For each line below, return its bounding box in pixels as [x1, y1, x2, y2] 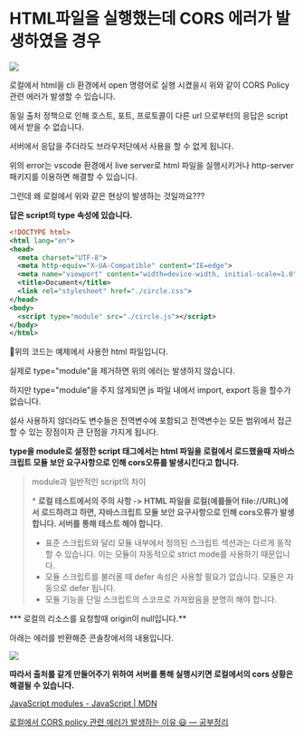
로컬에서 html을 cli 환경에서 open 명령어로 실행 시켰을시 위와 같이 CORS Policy [9, 79, 290, 91]
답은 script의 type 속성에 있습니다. [9, 209, 133, 220]
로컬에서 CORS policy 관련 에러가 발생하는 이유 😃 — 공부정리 [9, 717, 229, 728]
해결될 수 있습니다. [9, 680, 75, 691]
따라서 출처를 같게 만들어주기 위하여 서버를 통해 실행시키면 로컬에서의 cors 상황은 [9, 669, 294, 680]
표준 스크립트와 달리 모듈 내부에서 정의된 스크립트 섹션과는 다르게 [44, 538, 275, 549]
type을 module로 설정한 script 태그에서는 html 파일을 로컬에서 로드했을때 [9, 445, 271, 457]
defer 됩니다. [69, 583, 116, 594]
